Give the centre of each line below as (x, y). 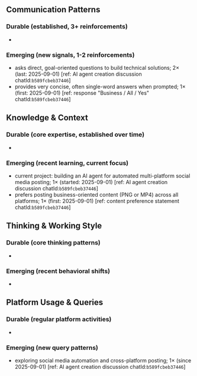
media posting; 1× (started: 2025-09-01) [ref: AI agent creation (91, 182)
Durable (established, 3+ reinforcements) (67, 27)
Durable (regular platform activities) (59, 319)
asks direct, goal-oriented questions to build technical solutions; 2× (97, 68)
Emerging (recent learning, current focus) (67, 163)
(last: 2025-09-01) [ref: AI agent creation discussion (78, 74)
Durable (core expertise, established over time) (75, 134)
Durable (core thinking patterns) (53, 243)
